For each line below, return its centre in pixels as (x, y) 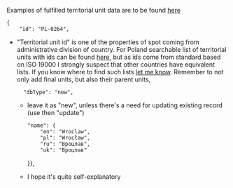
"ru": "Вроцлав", (65, 144)
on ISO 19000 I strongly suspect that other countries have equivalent (115, 65)
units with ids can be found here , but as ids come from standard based (119, 57)
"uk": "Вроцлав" (64, 150)
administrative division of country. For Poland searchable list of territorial (121, 49)
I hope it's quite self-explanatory (74, 177)
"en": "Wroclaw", (65, 132)
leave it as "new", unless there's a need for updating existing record (125, 105)
